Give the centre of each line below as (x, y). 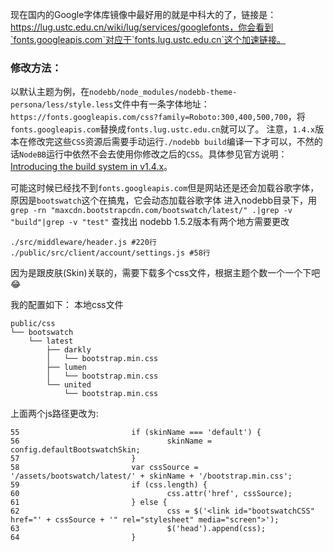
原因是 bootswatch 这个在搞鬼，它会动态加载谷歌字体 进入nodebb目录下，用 (164, 200)
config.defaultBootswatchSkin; (75, 450)
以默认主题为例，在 (50, 92)
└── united (69, 385)
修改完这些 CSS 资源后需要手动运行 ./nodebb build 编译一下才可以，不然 (171, 142)
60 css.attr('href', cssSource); (151, 494)
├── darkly (69, 350)
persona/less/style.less (62, 105)
